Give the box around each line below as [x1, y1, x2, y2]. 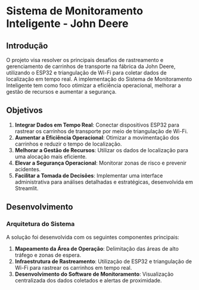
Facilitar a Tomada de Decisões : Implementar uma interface [14, 172, 163, 179]
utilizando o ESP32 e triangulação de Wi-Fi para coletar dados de [6, 69, 167, 76]
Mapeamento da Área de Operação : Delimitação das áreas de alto [14, 245, 179, 252]
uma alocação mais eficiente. [14, 153, 88, 160]
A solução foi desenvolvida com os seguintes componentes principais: [6, 233, 180, 240]
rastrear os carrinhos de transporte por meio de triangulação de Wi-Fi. [14, 127, 188, 135]
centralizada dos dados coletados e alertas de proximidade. [14, 276, 162, 284]
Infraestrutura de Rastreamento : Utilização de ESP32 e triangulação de [14, 258, 192, 265]
